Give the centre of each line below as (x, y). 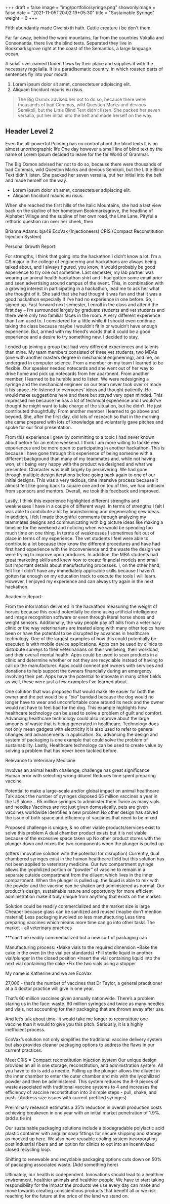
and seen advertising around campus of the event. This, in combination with (84, 283)
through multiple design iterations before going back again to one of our (80, 475)
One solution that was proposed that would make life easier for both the (80, 691)
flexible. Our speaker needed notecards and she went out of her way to (80, 368)
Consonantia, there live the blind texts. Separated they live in (69, 43)
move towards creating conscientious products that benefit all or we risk (81, 1190)
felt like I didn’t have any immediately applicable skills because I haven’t (80, 570)
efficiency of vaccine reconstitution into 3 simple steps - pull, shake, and (81, 1092)
